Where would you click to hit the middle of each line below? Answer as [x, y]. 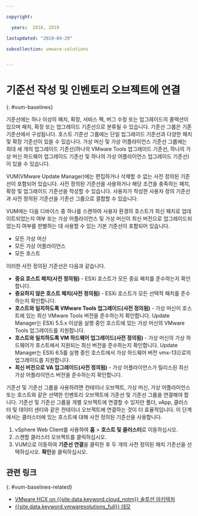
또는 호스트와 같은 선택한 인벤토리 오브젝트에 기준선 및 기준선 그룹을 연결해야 [95, 395]
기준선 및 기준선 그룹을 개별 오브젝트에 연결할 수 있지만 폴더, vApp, [95, 402]
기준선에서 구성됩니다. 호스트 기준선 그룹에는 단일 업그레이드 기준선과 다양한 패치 [99, 134]
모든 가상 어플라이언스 [40, 246]
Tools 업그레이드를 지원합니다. [50, 331]
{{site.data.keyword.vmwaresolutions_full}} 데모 [73, 507]
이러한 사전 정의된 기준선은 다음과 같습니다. [56, 266]
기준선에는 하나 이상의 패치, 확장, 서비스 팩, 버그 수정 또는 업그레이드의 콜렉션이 [98, 120]
